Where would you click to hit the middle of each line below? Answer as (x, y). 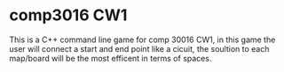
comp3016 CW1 (68, 15)
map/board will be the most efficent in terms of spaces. (110, 58)
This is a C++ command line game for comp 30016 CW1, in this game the (142, 40)
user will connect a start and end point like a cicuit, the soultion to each (139, 48)
